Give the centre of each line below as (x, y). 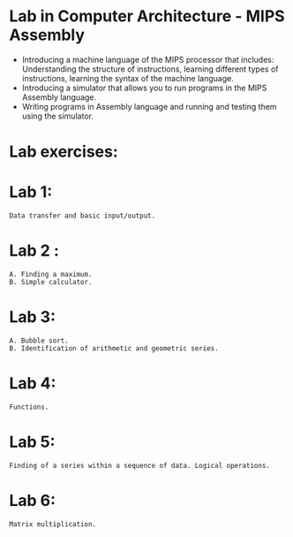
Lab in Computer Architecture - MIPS (147, 16)
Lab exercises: (64, 152)
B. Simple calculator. (51, 282)
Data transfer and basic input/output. (83, 216)
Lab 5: (32, 442)
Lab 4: (33, 384)
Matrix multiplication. (53, 524)
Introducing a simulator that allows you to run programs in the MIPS (144, 88)
